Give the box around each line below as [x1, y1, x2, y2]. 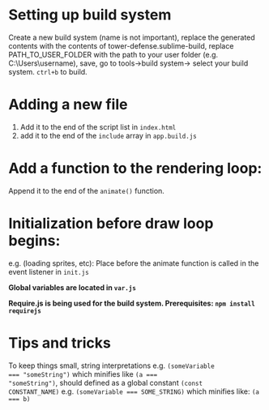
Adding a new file [8, 96, 128, 114]
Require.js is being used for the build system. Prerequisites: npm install [8, 298, 255, 308]
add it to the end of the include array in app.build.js [19, 130, 197, 140]
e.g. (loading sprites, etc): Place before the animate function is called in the [8, 258, 259, 268]
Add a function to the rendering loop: [8, 160, 263, 177]
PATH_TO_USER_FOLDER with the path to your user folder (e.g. [8, 49, 219, 59]
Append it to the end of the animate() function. [8, 186, 164, 195]
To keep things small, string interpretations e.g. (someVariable [8, 361, 215, 370]
